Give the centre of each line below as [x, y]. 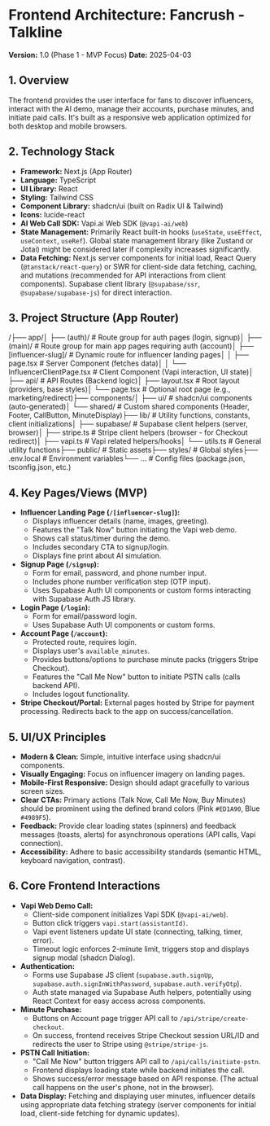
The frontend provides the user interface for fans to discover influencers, [131, 100]
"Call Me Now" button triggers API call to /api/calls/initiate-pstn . [146, 1061]
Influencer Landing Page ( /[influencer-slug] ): [100, 513]
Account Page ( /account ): [64, 633]
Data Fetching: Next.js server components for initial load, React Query [138, 257]
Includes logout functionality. [81, 694]
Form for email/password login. [85, 616]
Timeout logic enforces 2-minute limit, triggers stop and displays [141, 949]
